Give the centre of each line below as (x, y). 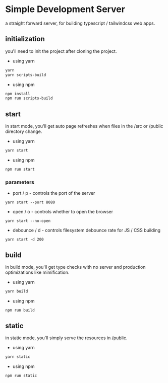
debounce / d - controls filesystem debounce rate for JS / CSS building (86, 231)
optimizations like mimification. (37, 272)
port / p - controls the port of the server (54, 193)
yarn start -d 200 (24, 240)
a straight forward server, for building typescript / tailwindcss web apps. (80, 23)
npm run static (21, 376)
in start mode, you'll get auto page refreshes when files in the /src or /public (84, 126)
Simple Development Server (65, 9)
